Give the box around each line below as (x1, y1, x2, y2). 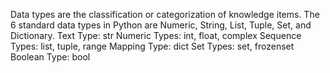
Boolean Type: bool (10, 51, 91, 63)
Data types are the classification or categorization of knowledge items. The (10, 9, 320, 20)
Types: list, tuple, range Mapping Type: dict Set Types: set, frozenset (10, 40, 295, 52)
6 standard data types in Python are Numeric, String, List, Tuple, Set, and (10, 19, 312, 31)
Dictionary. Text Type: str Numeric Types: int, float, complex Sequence (10, 30, 302, 41)
